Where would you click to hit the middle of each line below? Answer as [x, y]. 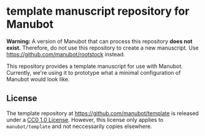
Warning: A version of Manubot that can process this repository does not [99, 41]
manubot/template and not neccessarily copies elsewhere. [79, 126]
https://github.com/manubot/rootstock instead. [66, 54]
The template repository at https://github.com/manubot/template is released [103, 113]
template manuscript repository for [98, 11]
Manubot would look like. [38, 79]
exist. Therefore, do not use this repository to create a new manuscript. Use [102, 48]
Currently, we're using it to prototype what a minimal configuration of [94, 72]
